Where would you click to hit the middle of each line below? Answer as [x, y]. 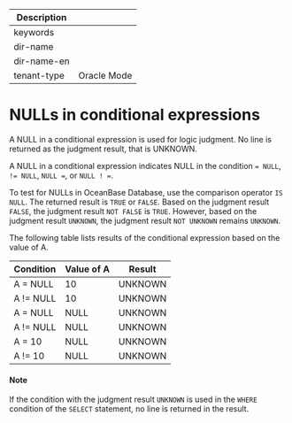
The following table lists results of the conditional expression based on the [145, 237]
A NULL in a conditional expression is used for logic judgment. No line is [141, 139]
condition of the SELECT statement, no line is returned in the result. [129, 409]
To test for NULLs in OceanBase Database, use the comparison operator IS [146, 192]
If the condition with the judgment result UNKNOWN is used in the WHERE [134, 400]
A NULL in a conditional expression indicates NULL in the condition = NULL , [145, 165]
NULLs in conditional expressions [135, 115]
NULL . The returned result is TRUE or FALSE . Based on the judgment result [139, 202]
